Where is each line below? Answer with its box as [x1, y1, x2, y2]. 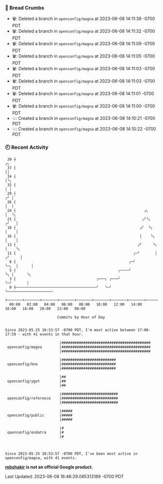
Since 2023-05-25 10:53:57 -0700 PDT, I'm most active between [5, 328, 136, 332]
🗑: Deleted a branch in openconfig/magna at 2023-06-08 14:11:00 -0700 [12, 103, 155, 109]
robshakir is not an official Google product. [5, 464, 93, 470]
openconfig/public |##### [7, 413, 73, 418]
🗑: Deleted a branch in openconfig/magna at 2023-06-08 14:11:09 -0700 [12, 41, 155, 47]
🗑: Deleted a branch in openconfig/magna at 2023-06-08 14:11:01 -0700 [12, 91, 154, 97]
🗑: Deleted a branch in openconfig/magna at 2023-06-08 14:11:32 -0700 [12, 28, 155, 34]
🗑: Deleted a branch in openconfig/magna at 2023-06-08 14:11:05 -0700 [12, 53, 155, 59]
